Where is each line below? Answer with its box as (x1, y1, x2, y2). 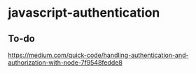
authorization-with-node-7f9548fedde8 (8, 58, 123, 67)
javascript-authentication (8, 5, 160, 21)
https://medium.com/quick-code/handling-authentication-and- (8, 51, 189, 59)
